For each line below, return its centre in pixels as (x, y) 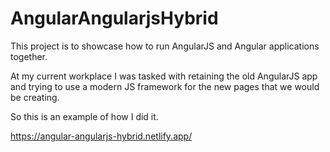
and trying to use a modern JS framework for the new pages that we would (165, 86)
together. (29, 56)
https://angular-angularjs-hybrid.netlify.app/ (101, 136)
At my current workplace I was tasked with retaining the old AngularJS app (164, 76)
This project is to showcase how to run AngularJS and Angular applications (165, 46)
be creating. (35, 97)
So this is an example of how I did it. (84, 116)
